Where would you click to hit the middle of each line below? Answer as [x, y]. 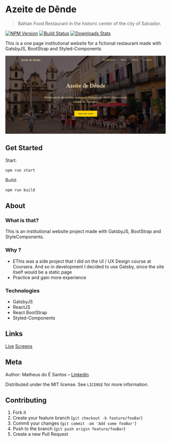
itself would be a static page [42, 272]
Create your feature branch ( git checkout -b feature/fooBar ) [78, 418]
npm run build [20, 190]
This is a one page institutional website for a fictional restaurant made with [83, 43]
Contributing [26, 400]
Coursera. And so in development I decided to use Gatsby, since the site [88, 266]
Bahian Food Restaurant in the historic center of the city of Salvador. [89, 23]
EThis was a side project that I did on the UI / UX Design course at [82, 261]
